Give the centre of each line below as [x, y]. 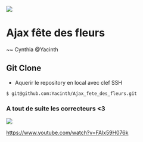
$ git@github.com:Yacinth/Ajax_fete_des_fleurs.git [71, 93]
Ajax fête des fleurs [56, 33]
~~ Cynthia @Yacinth [32, 49]
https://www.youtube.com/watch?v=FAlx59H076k [67, 133]
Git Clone [24, 68]
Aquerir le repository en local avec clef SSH [68, 82]
